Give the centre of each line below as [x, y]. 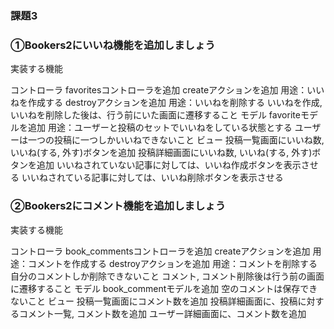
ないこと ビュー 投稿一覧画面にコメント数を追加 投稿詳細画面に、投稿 [154, 301]
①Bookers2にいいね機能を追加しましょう [113, 45]
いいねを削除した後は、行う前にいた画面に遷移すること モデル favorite [155, 115]
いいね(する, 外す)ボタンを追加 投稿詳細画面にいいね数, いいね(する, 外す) [161, 153]
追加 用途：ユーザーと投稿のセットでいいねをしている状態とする [160, 128]
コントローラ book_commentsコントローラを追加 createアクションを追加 [160, 251]
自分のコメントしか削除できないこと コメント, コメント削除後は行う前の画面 [167, 276]
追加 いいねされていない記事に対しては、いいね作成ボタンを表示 [169, 165]
